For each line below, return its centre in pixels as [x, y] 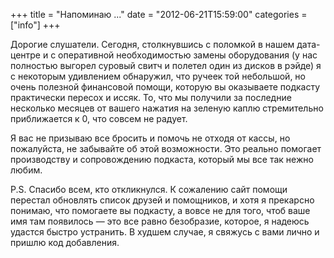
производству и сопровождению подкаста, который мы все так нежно [162, 159]
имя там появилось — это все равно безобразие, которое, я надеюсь [160, 221]
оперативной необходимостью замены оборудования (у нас [188, 55]
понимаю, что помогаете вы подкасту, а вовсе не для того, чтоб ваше [160, 210]
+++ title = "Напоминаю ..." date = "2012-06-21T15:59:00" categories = [159, 14]
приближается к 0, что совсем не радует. [99, 118]
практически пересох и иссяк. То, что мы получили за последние [151, 97]
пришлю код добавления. [65, 242]
